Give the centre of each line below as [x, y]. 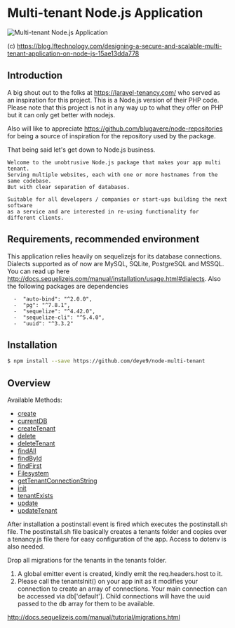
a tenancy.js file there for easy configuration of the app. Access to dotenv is [117, 539]
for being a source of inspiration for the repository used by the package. [112, 136]
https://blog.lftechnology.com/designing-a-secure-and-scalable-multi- [119, 46]
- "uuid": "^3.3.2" [43, 323]
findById [29, 459]
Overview [29, 383]
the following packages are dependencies [68, 286]
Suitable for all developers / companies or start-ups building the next [117, 199]
